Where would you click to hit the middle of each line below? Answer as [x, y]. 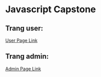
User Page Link [21, 40]
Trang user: [24, 28]
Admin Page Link [23, 69]
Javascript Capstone [51, 9]
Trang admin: [27, 56]
